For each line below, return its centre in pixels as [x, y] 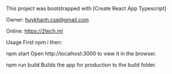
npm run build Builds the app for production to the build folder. [81, 65]
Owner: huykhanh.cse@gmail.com [47, 20]
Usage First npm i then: [34, 42]
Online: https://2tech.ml [35, 31]
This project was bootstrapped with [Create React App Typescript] [86, 8]
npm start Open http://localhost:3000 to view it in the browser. [81, 54]
